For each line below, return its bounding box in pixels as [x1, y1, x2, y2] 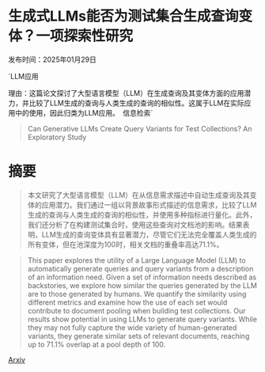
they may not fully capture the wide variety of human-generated [27, 322, 237, 332]
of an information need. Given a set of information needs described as [27, 272, 257, 282]
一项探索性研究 [36, 27, 134, 45]
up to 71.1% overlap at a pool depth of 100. [27, 340, 166, 349]
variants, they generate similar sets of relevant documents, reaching [27, 331, 250, 340]
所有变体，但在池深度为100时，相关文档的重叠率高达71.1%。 [27, 239, 224, 249]
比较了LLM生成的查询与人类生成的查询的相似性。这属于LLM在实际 [28, 98, 244, 108]
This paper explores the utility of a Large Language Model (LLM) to [27, 255, 247, 265]
